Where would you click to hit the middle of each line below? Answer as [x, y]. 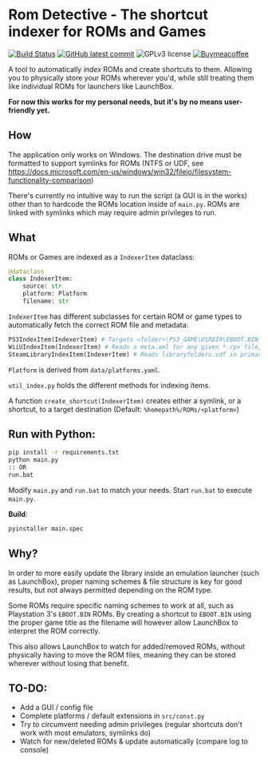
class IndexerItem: [41, 279]
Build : [18, 514]
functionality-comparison [50, 180]
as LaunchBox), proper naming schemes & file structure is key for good [125, 581]
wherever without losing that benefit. [69, 663]
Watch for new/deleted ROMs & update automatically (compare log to [134, 741]
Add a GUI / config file [56, 708]
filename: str [46, 301]
